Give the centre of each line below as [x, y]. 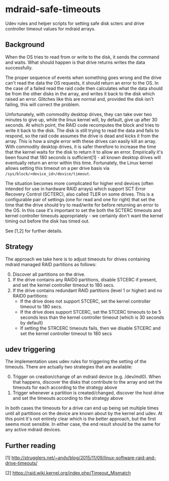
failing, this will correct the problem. [43, 104]
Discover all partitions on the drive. [49, 274]
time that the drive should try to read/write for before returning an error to [82, 205]
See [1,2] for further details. [34, 231]
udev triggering [30, 349]
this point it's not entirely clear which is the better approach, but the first [80, 419]
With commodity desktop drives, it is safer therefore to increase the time [81, 146]
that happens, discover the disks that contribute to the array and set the [88, 382]
